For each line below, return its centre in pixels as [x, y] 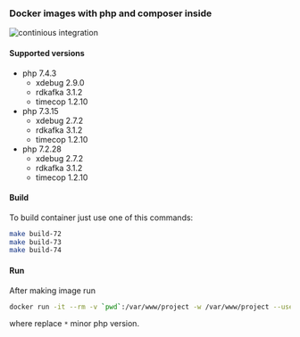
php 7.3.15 [41, 111]
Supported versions [47, 53]
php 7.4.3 [39, 73]
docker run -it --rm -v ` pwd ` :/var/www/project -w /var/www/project [139, 307]
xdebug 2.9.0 [60, 82]
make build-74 [36, 251]
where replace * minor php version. [75, 324]
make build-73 [36, 242]
